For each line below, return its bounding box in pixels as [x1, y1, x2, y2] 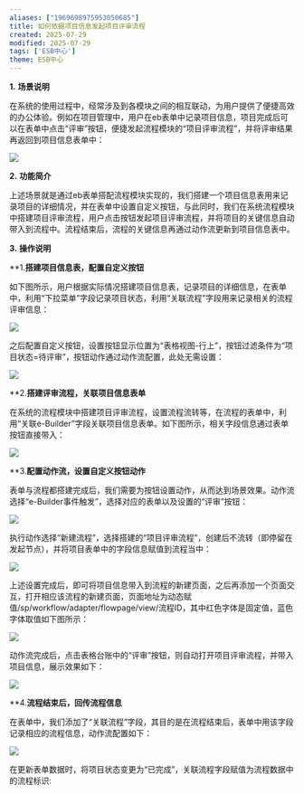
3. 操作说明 [9, 243, 52, 253]
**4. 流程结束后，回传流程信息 [9, 697, 122, 708]
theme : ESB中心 [9, 55, 64, 64]
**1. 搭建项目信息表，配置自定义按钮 [9, 262, 145, 272]
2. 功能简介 [9, 171, 52, 181]
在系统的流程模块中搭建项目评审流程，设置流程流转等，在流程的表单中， [9, 407, 279, 417]
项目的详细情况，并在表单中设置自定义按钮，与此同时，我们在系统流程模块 [16, 201, 295, 212]
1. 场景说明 [9, 81, 50, 91]
